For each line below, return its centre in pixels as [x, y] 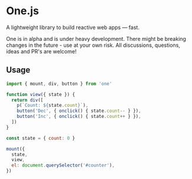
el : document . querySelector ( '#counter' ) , [63, 165]
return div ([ [27, 100]
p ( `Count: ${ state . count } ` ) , [53, 106]
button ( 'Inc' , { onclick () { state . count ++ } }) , [79, 117]
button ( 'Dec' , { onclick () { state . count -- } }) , [79, 111]
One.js [23, 11]
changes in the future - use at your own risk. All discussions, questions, [93, 45]
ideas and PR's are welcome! [41, 51]
